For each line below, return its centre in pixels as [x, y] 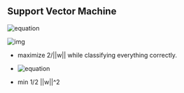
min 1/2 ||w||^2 [39, 82]
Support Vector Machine [62, 11]
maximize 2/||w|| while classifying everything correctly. [97, 55]
